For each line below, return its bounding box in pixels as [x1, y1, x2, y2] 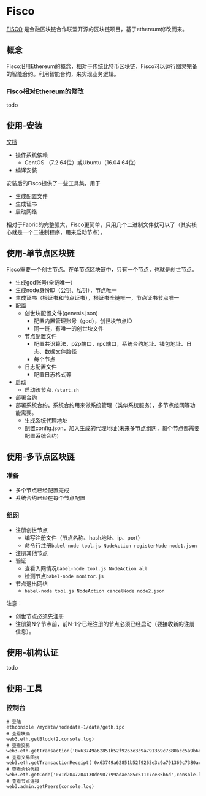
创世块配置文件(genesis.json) [24, 309, 98, 316]
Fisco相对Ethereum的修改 [6, 87, 84, 96]
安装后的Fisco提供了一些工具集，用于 [6, 179, 101, 186]
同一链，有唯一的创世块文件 [33, 324, 104, 332]
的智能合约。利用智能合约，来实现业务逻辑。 [6, 70, 120, 77]
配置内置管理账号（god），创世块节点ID [33, 317, 132, 324]
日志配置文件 [24, 363, 57, 370]
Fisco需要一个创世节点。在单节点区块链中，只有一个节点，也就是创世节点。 [6, 266, 197, 273]
